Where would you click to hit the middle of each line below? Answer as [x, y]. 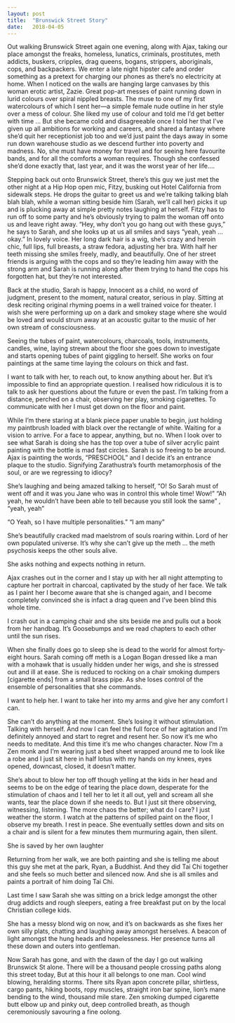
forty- [217, 650]
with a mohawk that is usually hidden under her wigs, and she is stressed [113, 664]
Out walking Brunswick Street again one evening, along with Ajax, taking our [117, 47]
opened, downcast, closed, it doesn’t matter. [72, 766]
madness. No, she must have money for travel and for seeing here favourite [116, 151]
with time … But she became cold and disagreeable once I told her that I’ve [115, 121]
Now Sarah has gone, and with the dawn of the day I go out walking [105, 960]
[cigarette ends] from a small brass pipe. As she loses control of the [105, 680]
